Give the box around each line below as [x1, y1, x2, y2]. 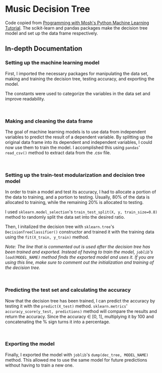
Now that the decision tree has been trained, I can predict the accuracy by [5, 298, 156, 304]
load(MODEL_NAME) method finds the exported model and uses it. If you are [5, 254, 155, 260]
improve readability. [5, 96, 45, 102]
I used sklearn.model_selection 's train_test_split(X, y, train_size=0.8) [5, 209, 158, 215]
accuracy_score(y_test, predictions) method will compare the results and [5, 308, 157, 314]
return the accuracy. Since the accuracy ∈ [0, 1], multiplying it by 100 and [5, 313, 154, 319]
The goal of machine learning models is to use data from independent [5, 129, 146, 135]
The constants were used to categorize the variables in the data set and [5, 90, 151, 97]
